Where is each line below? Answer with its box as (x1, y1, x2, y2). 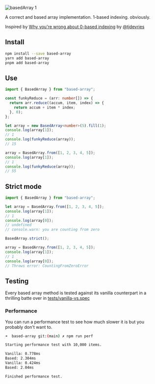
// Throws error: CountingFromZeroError (5, 263, 89, 268)
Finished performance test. (5, 374, 63, 379)
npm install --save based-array (5, 51, 71, 56)
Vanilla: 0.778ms (5, 351, 41, 356)
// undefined (5, 222, 32, 228)
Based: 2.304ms (5, 356, 36, 361)
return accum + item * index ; (14, 105, 76, 110)
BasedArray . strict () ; (5, 236, 50, 241)
